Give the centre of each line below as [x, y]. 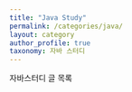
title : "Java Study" [48, 18]
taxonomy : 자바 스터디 [47, 51]
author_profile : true [50, 43]
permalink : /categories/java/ [66, 26]
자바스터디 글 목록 [41, 78]
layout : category [42, 34]
